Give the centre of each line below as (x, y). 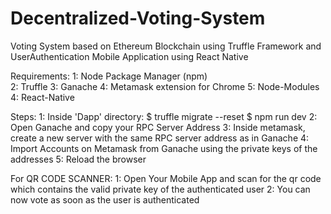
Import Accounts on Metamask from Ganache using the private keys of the (164, 148)
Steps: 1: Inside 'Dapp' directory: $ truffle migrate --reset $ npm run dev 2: (164, 116)
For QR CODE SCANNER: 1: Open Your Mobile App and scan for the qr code (166, 178)
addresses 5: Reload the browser (78, 159)
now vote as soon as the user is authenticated (105, 199)
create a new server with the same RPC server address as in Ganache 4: (160, 138)
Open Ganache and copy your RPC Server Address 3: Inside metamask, (158, 127)
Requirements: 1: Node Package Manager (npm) (109, 76)
